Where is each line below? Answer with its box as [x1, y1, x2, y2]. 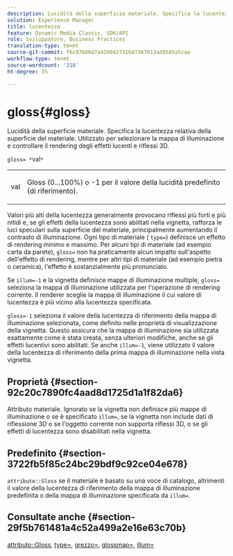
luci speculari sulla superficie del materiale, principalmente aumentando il [7, 226, 218, 234]
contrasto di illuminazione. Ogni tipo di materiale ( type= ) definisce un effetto [7, 233, 226, 241]
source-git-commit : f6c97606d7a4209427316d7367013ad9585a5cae [7, 49, 191, 56]
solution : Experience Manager [7, 17, 95, 24]
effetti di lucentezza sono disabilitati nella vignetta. [7, 427, 153, 435]
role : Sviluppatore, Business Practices [7, 36, 126, 43]
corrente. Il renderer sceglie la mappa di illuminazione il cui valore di [7, 290, 202, 299]
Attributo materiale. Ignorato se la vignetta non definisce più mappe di [7, 405, 207, 413]
